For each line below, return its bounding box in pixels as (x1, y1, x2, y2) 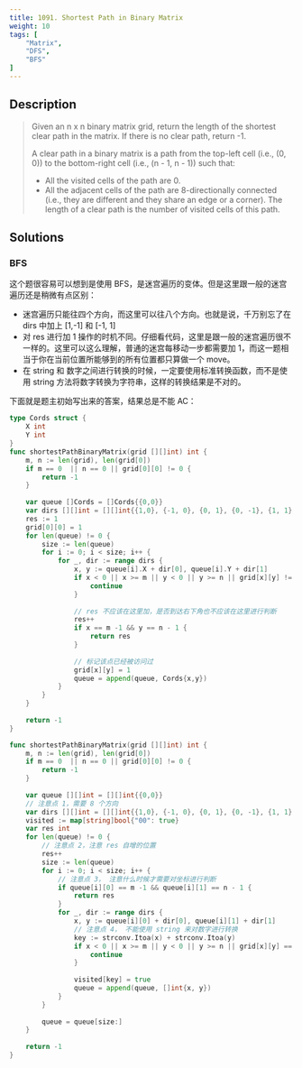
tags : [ (9, 30, 39, 39)
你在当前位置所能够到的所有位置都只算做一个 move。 (38, 354, 235, 365)
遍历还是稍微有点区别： (9, 290, 96, 300)
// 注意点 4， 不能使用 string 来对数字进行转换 (73, 925, 239, 934)
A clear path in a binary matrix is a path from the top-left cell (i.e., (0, (31, 148, 287, 159)
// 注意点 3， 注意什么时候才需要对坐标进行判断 (57, 874, 216, 884)
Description (9, 97, 77, 113)
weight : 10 (9, 22, 50, 31)
